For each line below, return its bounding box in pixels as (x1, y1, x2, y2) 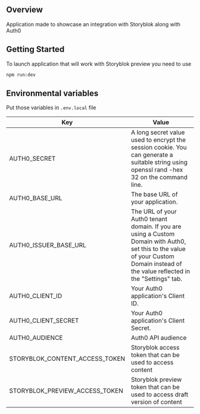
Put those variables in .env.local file (6, 104, 96, 111)
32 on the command (130, 173, 188, 182)
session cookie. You (130, 143, 187, 152)
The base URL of (130, 191, 178, 199)
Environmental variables (6, 88, 99, 98)
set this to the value (130, 245, 186, 253)
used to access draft (130, 391, 189, 399)
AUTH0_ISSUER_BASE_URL (9, 241, 86, 250)
